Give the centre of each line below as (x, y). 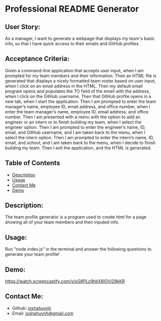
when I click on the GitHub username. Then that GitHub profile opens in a (78, 96)
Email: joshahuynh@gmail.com (43, 313)
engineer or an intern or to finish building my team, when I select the (73, 122)
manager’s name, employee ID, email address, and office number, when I (78, 106)
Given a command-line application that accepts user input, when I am (74, 70)
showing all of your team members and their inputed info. (62, 222)
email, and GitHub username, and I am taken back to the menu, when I (75, 132)
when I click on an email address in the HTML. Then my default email (74, 86)
